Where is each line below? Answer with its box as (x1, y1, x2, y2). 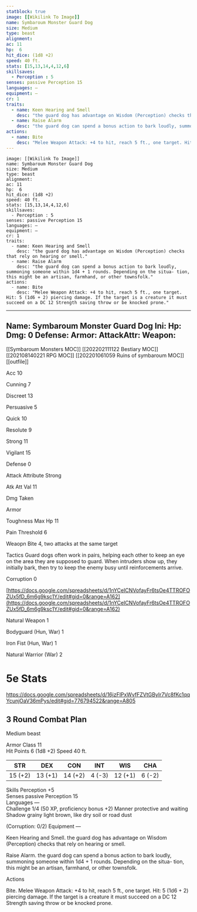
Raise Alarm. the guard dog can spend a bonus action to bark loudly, (6, 852, 172, 859)
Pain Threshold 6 (6, 529, 47, 536)
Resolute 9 (6, 426, 32, 433)
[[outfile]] (6, 358, 29, 365)
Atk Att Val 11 (6, 483, 37, 490)
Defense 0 (6, 460, 31, 467)
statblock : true (6, 8, 46, 15)
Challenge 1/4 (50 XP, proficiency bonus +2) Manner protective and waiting (6, 805, 189, 812)
